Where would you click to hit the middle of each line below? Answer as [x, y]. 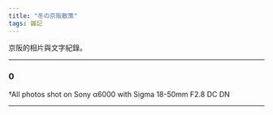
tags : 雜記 [26, 23]
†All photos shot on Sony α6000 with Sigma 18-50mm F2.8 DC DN [119, 94]
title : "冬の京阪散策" [43, 16]
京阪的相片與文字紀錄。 [48, 47]
